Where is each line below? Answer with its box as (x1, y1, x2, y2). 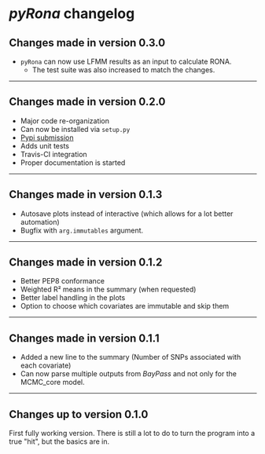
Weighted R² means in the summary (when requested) (20, 284, 197, 295)
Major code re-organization (20, 115, 109, 126)
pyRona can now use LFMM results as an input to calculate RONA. (20, 57, 232, 66)
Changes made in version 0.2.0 (9, 95, 166, 108)
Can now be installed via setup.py (20, 124, 131, 134)
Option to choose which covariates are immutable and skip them (20, 302, 230, 311)
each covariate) (20, 361, 72, 370)
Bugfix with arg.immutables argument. (20, 225, 144, 235)
